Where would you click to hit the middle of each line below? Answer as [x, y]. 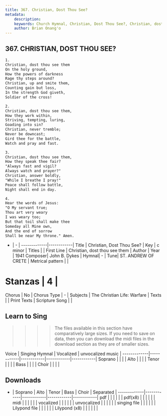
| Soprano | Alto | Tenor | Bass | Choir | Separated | [64, 392]
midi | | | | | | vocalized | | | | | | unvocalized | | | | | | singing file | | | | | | [84, 403]
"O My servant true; [27, 208]
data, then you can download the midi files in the [104, 339]
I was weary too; [23, 217]
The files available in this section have [93, 328]
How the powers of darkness [34, 74]
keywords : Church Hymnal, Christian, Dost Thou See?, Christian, [83, 24]
